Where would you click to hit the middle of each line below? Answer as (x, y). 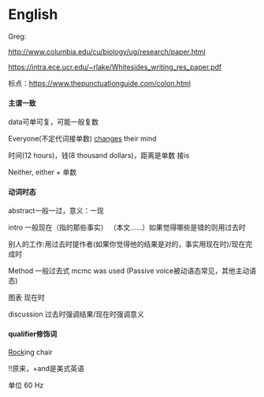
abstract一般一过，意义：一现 (56, 211)
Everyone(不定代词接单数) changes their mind (82, 139)
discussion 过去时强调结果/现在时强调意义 (76, 314)
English (33, 15)
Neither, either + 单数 (43, 172)
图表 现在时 (26, 298)
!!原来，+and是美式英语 (46, 368)
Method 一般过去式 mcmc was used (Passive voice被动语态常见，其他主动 (129, 271)
